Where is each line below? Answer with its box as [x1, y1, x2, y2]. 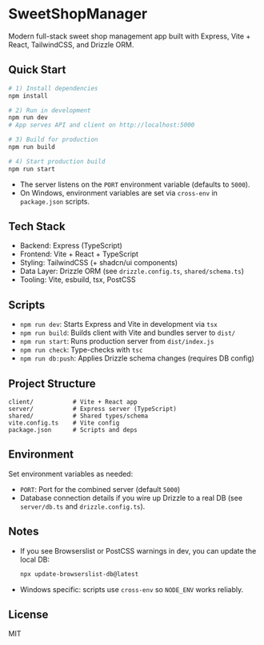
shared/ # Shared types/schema [8, 412, 149, 421]
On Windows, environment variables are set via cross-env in [19, 187, 218, 197]
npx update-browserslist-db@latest [19, 570, 139, 578]
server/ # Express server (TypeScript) [8, 405, 178, 413]
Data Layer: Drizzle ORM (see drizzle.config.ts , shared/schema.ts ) [19, 266, 245, 276]
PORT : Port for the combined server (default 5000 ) [19, 484, 181, 494]
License [8, 607, 49, 621]
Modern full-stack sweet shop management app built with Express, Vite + [8, 31, 251, 41]
